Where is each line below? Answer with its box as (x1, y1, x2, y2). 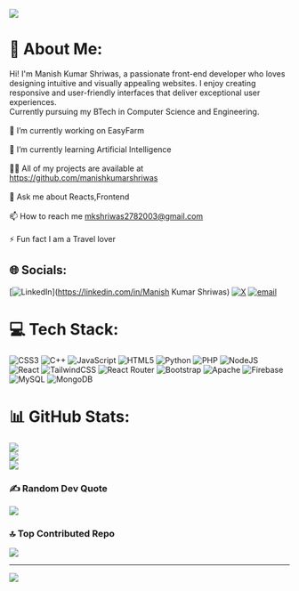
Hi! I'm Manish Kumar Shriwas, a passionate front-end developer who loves (9, 68, 286, 79)
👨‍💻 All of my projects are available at (9, 163, 144, 174)
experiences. (9, 96, 58, 107)
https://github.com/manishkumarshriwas (9, 172, 158, 182)
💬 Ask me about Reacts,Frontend (9, 191, 130, 202)
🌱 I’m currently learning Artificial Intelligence (9, 143, 172, 155)
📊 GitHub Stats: (9, 406, 131, 426)
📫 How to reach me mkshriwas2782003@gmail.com (9, 210, 204, 222)
